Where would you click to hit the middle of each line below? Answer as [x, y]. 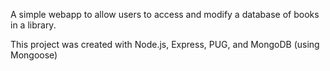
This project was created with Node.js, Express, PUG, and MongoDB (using [165, 44]
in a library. [33, 25]
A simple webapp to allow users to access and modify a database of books [165, 14]
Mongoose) [34, 55]
